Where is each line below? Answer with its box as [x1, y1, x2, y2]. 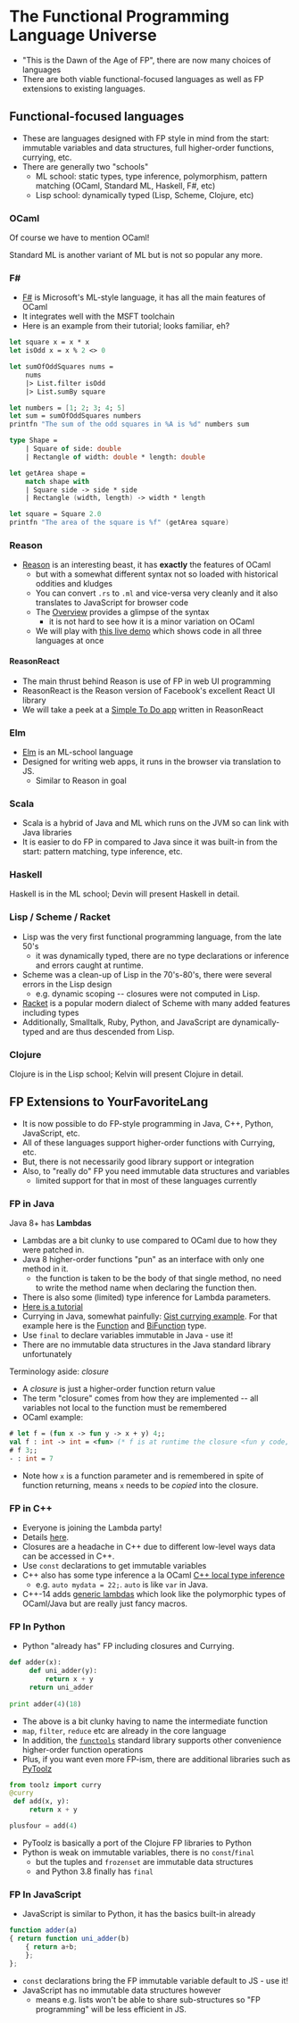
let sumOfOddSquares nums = [9, 362, 114, 371]
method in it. [21, 1263, 69, 1274]
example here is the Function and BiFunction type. [21, 1320, 207, 1331]
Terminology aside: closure [9, 1366, 110, 1377]
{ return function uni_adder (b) [9, 1935, 129, 1944]
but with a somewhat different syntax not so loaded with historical [35, 569, 278, 579]
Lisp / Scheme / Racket [9, 911, 111, 923]
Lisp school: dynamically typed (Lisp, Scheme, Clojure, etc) [35, 189, 254, 200]
